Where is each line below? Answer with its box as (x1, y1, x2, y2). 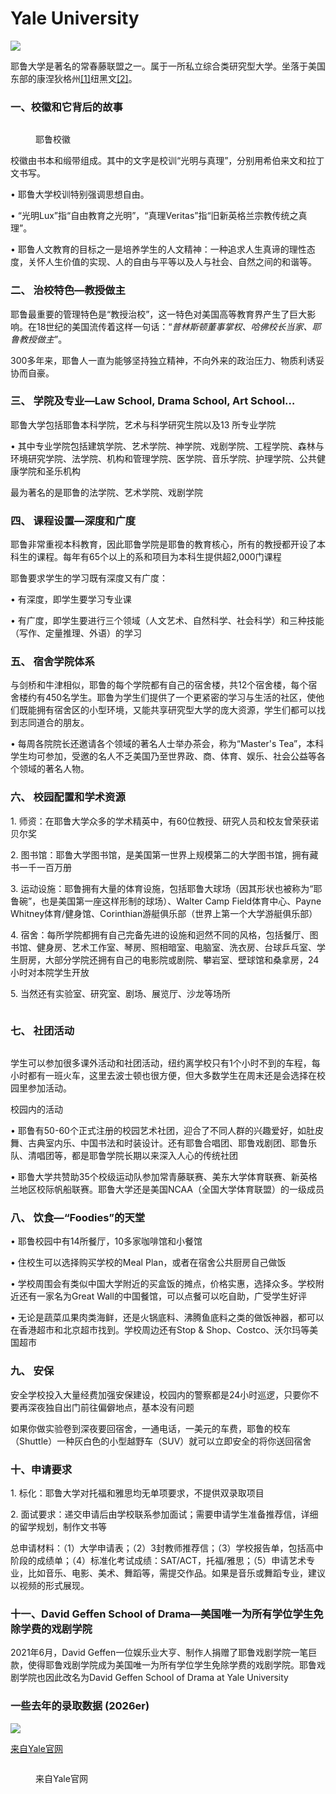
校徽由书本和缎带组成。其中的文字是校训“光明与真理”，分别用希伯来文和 (10, 155, 308, 167)
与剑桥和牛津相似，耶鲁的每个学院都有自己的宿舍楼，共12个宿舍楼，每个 (10, 679, 309, 691)
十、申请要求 (10, 1462, 73, 1476)
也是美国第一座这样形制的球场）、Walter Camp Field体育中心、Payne (40, 895, 322, 907)
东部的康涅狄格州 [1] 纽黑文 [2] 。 (10, 72, 138, 84)
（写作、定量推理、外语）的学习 (10, 627, 142, 639)
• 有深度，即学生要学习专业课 (10, 593, 132, 606)
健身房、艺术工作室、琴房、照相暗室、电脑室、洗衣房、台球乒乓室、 (36, 941, 317, 953)
